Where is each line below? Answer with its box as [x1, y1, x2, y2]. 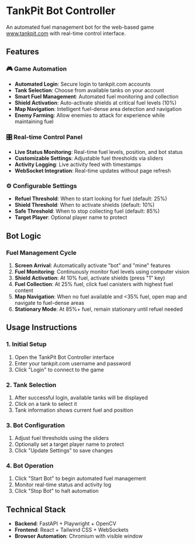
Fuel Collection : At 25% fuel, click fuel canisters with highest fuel [14, 280, 173, 287]
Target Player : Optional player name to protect [14, 214, 128, 221]
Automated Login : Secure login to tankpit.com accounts [14, 80, 151, 88]
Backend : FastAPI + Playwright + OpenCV [14, 520, 117, 527]
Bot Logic [6, 231, 42, 241]
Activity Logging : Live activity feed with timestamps [14, 160, 142, 168]
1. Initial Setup [6, 340, 47, 348]
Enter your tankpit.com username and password [14, 360, 131, 367]
